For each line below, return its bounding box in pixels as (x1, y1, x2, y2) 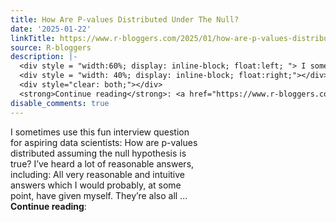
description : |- (10, 52, 78, 62)
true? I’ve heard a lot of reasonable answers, (10, 157, 195, 170)
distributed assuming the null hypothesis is (10, 147, 187, 159)
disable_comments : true (10, 98, 110, 108)
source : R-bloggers (10, 42, 92, 53)
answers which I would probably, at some (10, 179, 182, 191)
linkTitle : (10, 33, 56, 43)
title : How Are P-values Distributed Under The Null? (10, 14, 240, 25)
